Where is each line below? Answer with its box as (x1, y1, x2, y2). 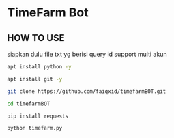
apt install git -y (7, 75, 63, 83)
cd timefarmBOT (7, 100, 50, 107)
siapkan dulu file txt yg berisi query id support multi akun (7, 50, 167, 58)
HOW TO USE (7, 32, 65, 44)
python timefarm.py (7, 125, 63, 132)
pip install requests (7, 113, 69, 120)
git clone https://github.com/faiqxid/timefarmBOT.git (7, 87, 166, 95)
